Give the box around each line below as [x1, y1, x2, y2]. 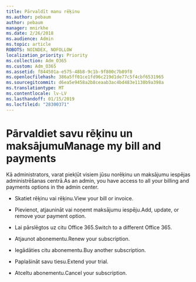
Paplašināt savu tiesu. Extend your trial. [14, 258, 109, 265]
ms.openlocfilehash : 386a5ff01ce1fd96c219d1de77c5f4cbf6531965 [6, 74, 164, 80]
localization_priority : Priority [6, 52, 88, 58]
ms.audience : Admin [6, 36, 54, 42]
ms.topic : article [6, 42, 51, 48]
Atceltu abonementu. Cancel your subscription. [14, 270, 127, 277]
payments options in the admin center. [6, 183, 99, 191]
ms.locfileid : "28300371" [6, 101, 69, 108]
